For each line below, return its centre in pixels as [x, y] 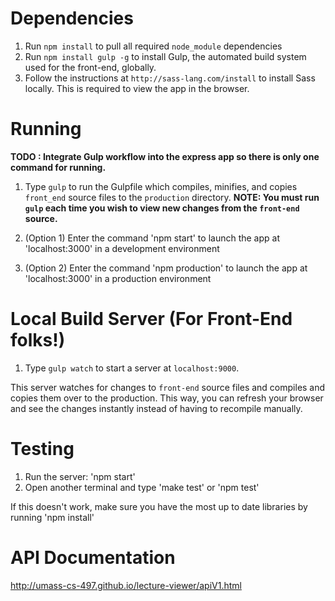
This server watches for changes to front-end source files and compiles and [168, 387]
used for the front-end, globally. [90, 67]
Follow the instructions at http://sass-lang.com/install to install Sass [170, 78]
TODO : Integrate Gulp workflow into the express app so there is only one [165, 156]
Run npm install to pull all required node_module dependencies [153, 46]
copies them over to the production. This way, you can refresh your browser [167, 398]
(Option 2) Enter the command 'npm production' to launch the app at [166, 268]
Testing [42, 449]
